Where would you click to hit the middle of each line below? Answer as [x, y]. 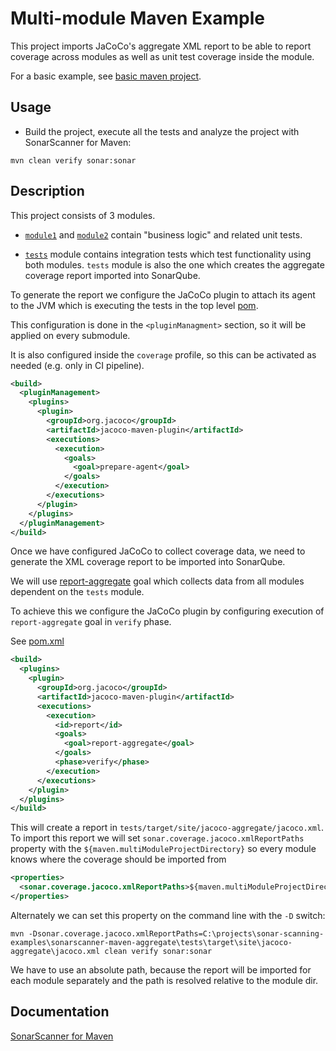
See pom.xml [37, 641]
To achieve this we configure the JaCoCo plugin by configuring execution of [167, 611]
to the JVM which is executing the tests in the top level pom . [134, 305]
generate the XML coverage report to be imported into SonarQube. [148, 562]
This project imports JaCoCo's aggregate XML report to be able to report [161, 46]
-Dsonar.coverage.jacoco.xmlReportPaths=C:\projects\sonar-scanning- [176, 933]
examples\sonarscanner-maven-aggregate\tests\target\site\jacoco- [151, 942]
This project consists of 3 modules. [83, 215]
